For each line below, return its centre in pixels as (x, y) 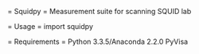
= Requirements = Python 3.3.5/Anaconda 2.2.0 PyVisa (98, 41)
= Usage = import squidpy (50, 26)
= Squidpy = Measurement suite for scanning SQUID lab (99, 11)
